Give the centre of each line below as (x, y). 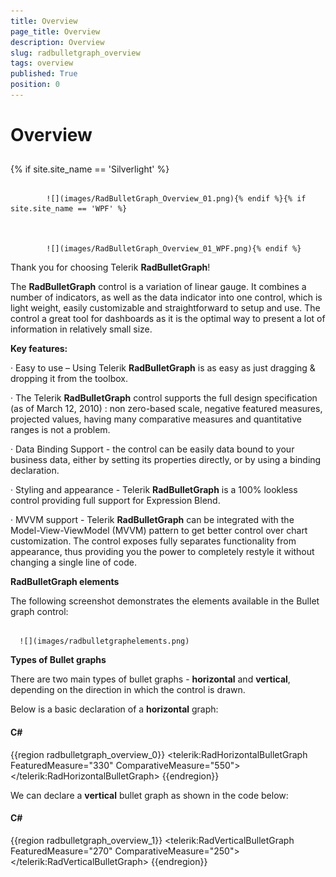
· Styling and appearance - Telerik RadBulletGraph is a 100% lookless (154, 490)
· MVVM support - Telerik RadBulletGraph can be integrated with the (152, 520)
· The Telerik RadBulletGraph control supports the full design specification (164, 398)
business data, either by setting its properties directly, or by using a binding (166, 460)
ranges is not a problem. (60, 430)
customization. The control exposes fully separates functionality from (153, 541)
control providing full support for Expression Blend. (115, 501)
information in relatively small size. (81, 329)
